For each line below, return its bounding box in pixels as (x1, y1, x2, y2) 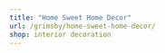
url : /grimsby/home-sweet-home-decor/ (9, 22, 156, 31)
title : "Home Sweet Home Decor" (9, 13, 131, 22)
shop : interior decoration (9, 30, 112, 39)
